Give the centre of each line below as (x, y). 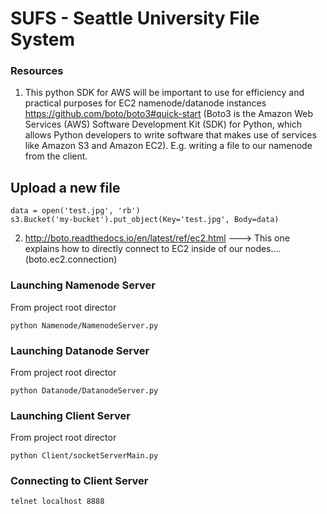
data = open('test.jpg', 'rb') (75, 211)
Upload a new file (65, 187)
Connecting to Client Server (79, 481)
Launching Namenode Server (83, 285)
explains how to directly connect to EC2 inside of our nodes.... (153, 249)
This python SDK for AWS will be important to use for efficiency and (164, 93)
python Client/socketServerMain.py (84, 456)
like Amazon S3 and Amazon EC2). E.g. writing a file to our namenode (168, 146)
